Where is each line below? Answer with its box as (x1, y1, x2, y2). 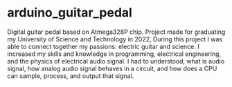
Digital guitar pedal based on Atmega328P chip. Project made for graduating (7, 28, 226, 36)
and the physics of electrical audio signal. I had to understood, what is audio (7, 57, 225, 65)
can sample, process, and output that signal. (7, 71, 134, 80)
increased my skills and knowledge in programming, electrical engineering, (7, 50, 222, 58)
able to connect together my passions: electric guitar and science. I (7, 42, 199, 50)
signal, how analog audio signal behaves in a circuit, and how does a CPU (7, 64, 217, 72)
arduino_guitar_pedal (7, 5, 133, 21)
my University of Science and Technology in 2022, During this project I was (7, 35, 223, 43)
